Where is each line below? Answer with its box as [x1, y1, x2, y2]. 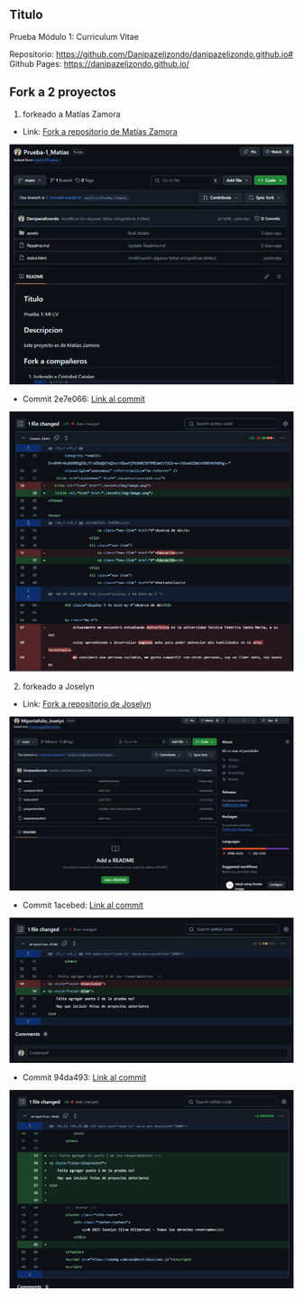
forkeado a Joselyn [22, 682, 95, 692]
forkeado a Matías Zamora [22, 108, 121, 119]
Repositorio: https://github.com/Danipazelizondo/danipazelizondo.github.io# [9, 49, 294, 60]
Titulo [9, 7, 43, 23]
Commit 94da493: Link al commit [22, 1072, 147, 1083]
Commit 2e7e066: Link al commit [22, 393, 146, 405]
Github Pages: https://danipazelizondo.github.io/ [9, 58, 189, 69]
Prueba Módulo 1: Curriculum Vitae [9, 31, 140, 42]
